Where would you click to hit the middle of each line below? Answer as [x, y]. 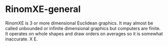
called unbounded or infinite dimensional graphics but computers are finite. [83, 28]
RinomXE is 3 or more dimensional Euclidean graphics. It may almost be [79, 23]
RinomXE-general [43, 9]
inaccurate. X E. [22, 39]
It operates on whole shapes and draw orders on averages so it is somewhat [84, 33]
